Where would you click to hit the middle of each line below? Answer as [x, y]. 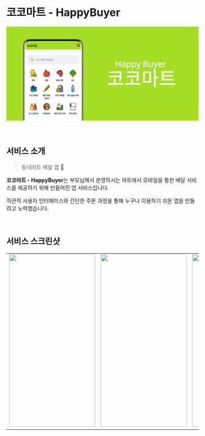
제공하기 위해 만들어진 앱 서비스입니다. [63, 188]
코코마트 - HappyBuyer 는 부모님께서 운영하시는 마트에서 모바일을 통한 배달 [96, 180]
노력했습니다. [33, 208]
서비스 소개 [26, 151]
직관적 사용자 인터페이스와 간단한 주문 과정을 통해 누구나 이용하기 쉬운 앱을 [95, 201]
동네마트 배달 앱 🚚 [42, 167]
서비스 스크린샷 [33, 241]
